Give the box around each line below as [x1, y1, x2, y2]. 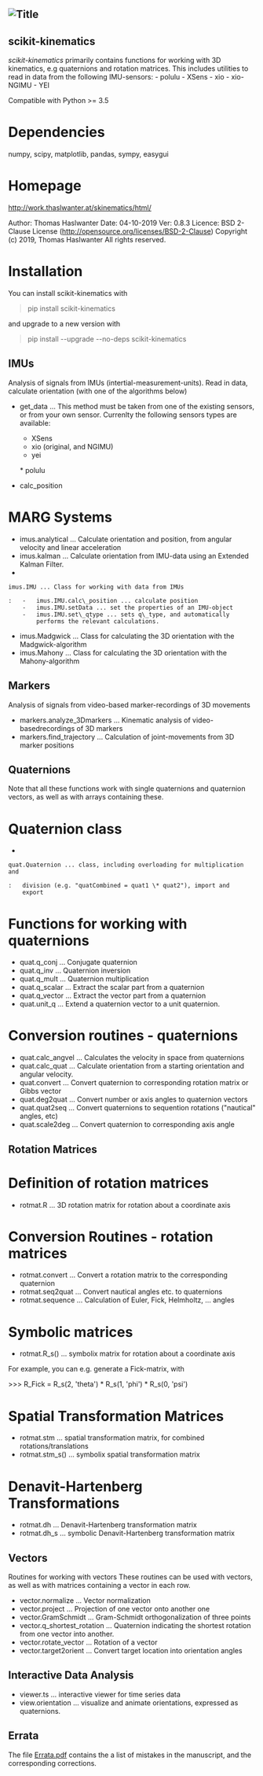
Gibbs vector [19, 1087, 61, 1096]
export [22, 888, 44, 897]
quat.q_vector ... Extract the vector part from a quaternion [19, 991, 206, 1000]
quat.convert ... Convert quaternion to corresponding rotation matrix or [19, 1078, 249, 1087]
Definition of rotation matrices [8, 1174, 210, 1192]
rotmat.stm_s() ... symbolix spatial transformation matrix [19, 1449, 200, 1460]
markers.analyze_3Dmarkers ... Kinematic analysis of [19, 715, 191, 725]
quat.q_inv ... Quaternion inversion [19, 966, 131, 976]
